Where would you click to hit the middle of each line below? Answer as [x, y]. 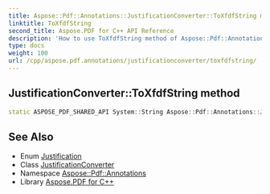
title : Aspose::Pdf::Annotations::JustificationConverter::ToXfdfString [133, 16]
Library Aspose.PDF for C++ [67, 182]
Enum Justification [51, 156]
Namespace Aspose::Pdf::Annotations [83, 173]
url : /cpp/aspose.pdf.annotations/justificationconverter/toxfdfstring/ [133, 61]
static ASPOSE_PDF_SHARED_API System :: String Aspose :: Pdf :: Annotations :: [135, 112]
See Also [31, 136]
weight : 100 [28, 53]
